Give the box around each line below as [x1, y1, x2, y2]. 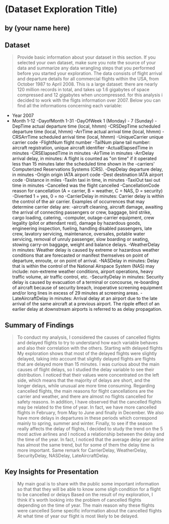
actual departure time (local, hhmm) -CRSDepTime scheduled [32, 123, 160, 130]
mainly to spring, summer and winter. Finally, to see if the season [17, 420, 153, 426]
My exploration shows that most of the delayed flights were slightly [17, 350, 157, 356]
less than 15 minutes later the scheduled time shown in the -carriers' [12, 161, 155, 167]
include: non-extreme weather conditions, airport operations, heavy [12, 268, 154, 274]
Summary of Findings [5, 320, 74, 330]
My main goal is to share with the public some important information [17, 481, 159, 487]
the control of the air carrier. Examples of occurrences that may [12, 198, 145, 205]
